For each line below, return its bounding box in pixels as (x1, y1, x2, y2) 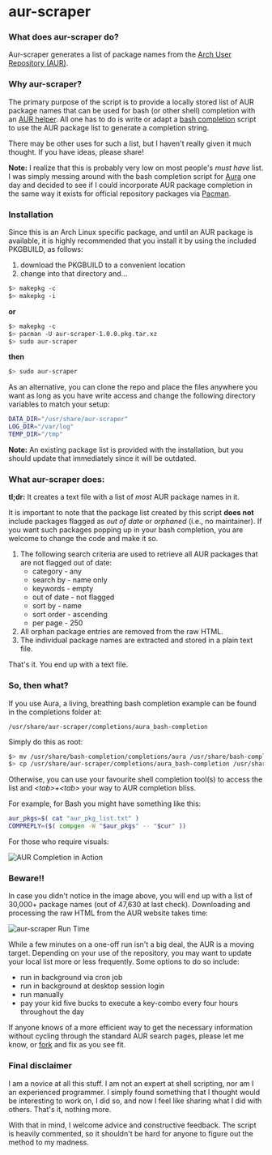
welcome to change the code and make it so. (8, 534, 159, 543)
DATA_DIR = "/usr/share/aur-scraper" (8, 416, 129, 424)
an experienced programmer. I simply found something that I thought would (8, 1087, 261, 1097)
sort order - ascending (32, 610, 108, 620)
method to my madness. (8, 1137, 89, 1147)
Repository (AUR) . (8, 58, 69, 68)
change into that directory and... (19, 269, 128, 279)
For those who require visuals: (8, 837, 109, 846)
